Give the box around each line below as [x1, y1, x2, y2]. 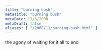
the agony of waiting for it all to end [5, 39, 79, 45]
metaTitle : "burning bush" [5, 12, 62, 17]
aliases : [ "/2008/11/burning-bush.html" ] [5, 26, 98, 31]
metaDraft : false [5, 21, 42, 26]
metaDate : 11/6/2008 [5, 16, 49, 21]
